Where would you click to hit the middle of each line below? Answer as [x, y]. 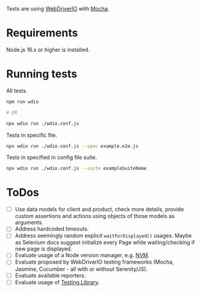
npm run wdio [23, 102]
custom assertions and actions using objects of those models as [94, 216]
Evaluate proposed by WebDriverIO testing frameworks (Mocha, [94, 262]
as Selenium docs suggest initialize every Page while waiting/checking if [105, 243]
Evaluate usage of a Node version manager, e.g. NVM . [82, 255]
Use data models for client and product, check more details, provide [99, 210]
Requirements [42, 33]
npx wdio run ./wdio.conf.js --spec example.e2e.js [72, 146]
